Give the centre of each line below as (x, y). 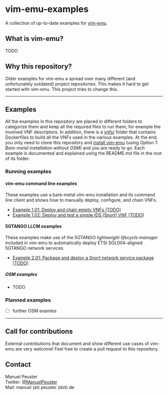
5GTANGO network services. (35, 248)
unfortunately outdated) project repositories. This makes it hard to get (77, 84)
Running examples (28, 172)
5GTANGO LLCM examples (33, 226)
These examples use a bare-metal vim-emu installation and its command (80, 195)
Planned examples (28, 300)
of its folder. (17, 159)
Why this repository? (39, 67)
